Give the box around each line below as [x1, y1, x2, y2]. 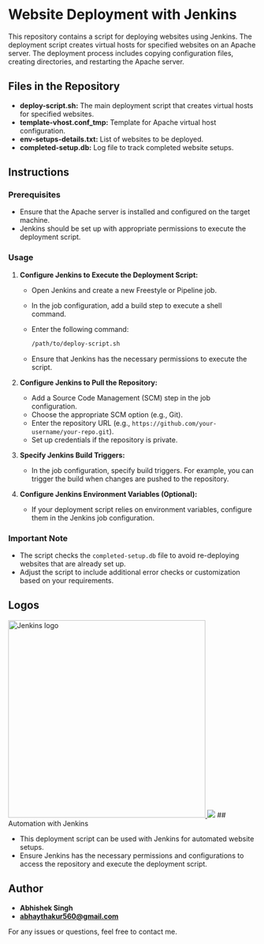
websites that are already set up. [19, 559, 126, 568]
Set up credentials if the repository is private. [31, 434, 178, 444]
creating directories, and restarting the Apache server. [8, 57, 185, 66]
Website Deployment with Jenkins [8, 6, 237, 24]
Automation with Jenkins [8, 818, 89, 828]
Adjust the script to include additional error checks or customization [19, 567, 240, 577]
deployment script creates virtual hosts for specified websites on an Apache [8, 39, 256, 49]
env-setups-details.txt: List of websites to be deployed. [19, 134, 204, 144]
